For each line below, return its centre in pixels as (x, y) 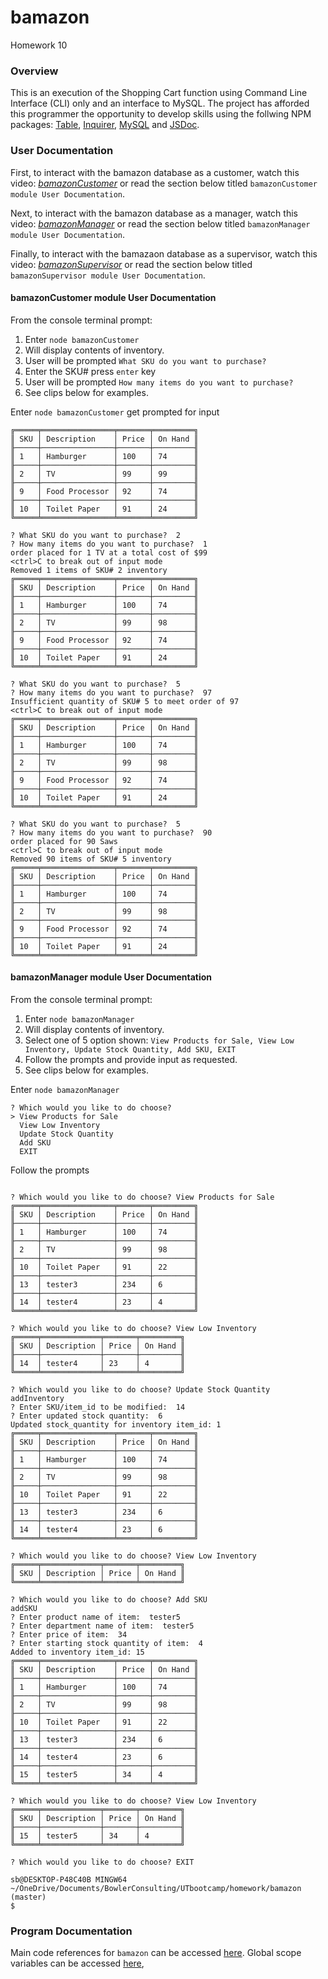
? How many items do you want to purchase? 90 (111, 832)
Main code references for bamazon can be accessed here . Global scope (156, 1953)
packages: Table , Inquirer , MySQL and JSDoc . (105, 125)
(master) (28, 1897)
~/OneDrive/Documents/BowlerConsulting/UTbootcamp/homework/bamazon (156, 1888)
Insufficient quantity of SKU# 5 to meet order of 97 (125, 701)
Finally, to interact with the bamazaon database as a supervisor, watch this (164, 253)
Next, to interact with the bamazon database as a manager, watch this (154, 213)
